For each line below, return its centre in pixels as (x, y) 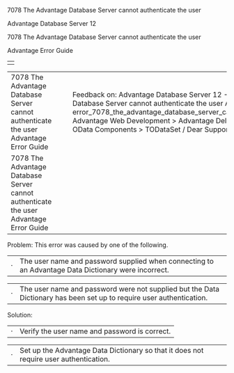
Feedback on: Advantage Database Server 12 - (150, 95)
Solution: (20, 315)
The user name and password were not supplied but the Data (119, 289)
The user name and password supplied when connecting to (117, 261)
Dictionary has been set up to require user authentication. (114, 297)
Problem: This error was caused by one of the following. (88, 245)
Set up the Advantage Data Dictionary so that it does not (112, 350)
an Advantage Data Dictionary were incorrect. (94, 270)
